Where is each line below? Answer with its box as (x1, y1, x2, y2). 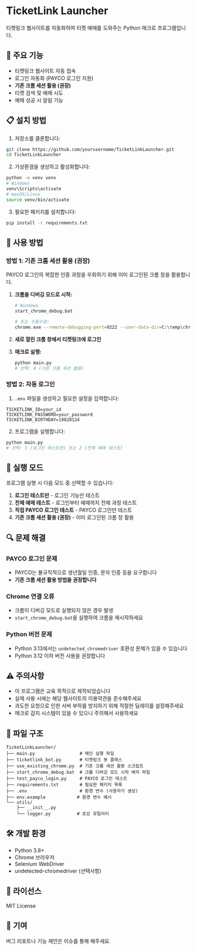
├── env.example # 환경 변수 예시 (6, 794, 112, 800)
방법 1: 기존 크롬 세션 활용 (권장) (6, 257, 90, 265)
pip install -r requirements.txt (6, 220, 88, 226)
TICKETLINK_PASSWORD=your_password (6, 411, 93, 418)
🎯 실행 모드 (6, 462, 44, 472)
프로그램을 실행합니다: (14, 428, 66, 435)
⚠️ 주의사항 (6, 671, 45, 681)
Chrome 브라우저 (14, 854, 55, 861)
